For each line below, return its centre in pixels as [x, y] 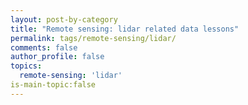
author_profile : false [57, 57]
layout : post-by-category [64, 19]
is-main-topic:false [53, 85]
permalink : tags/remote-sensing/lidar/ [93, 38]
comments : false [44, 47]
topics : [26, 66]
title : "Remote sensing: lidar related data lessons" [125, 29]
